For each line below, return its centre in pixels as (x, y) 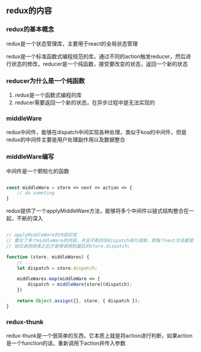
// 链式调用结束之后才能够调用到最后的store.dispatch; (68, 246)
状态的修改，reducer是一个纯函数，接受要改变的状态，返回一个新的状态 (100, 64)
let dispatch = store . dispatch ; (57, 268)
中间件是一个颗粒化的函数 (38, 171)
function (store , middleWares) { (48, 257)
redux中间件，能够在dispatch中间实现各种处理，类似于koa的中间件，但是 (97, 132)
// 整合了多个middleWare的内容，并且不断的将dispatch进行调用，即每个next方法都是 (100, 241)
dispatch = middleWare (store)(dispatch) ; (80, 285)
